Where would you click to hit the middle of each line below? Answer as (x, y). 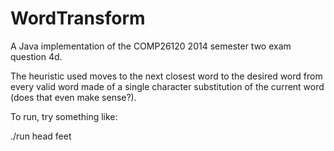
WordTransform (78, 18)
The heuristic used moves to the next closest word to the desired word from (166, 76)
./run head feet (41, 136)
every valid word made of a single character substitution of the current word (167, 86)
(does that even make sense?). (73, 97)
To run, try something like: (64, 116)
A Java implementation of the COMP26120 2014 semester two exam (151, 46)
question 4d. (36, 56)
